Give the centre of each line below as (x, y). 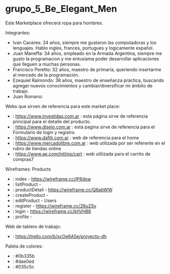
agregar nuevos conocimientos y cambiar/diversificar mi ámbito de (83, 85)
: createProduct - (30, 195)
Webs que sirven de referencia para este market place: (63, 106)
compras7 (23, 159)
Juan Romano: (28, 96)
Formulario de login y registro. (44, 132)
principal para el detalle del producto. (52, 121)
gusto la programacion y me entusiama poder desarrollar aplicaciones (86, 58)
